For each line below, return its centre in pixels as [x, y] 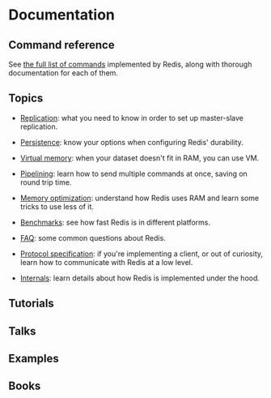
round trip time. [46, 182]
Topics [26, 98]
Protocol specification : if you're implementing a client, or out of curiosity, [142, 254]
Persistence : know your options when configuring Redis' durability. [132, 142]
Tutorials [31, 304]
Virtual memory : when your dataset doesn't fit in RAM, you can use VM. [140, 158]
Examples [34, 358]
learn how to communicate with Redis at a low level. [106, 262]
